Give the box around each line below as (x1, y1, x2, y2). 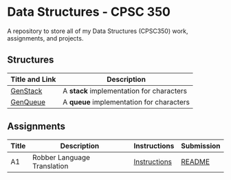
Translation (32, 161, 69, 170)
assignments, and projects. (7, 34, 84, 42)
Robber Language (32, 153, 91, 162)
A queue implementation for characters (63, 97, 190, 106)
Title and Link (10, 74, 56, 84)
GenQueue (10, 97, 46, 106)
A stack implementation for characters (63, 86, 188, 95)
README (181, 157, 210, 166)
